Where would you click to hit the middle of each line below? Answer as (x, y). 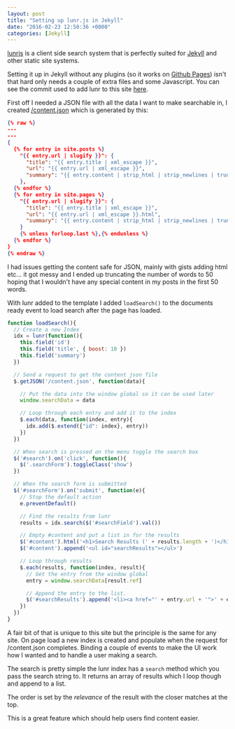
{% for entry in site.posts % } (59, 149)
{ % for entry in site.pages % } (59, 195)
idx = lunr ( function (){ (48, 336)
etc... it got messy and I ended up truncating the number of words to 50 (110, 274)
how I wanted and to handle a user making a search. (83, 655)
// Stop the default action (60, 497)
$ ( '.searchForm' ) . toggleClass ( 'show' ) (76, 465)
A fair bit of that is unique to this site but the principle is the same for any (112, 632)
